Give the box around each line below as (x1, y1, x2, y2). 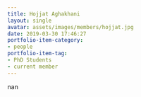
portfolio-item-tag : (7, 50, 68, 57)
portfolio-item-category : (7, 37, 83, 44)
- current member (7, 63, 59, 70)
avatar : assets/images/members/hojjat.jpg (7, 23, 134, 30)
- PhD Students (7, 57, 52, 64)
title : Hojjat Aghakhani (7, 10, 80, 18)
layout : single (7, 17, 52, 24)
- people (7, 43, 33, 50)
